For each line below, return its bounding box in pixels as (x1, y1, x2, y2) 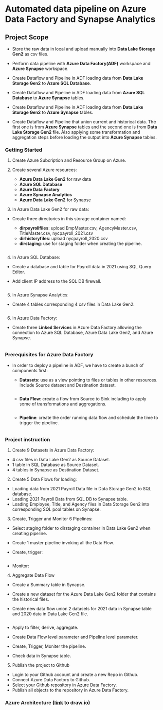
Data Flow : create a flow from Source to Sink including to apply (19, 396, 147, 401)
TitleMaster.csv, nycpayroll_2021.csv (19, 230, 93, 236)
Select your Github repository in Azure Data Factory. (12, 682, 117, 688)
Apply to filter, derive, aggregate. (12, 624, 79, 630)
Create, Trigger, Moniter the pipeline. (12, 643, 86, 649)
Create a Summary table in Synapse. (12, 582, 86, 588)
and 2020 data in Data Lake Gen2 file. (12, 611, 89, 617)
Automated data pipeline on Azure (5, 3, 146, 15)
